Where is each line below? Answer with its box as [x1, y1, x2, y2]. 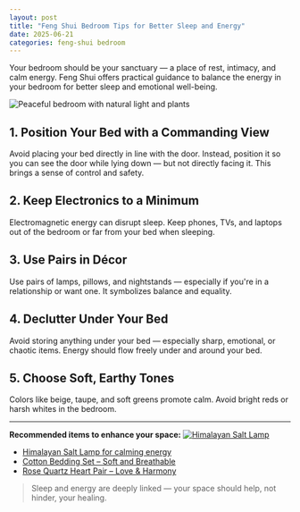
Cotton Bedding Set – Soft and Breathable [21, 457, 176, 467]
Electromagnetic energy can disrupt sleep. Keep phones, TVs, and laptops [9, 216, 283, 228]
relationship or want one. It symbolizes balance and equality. [9, 285, 232, 296]
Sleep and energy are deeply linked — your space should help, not [30, 483, 277, 494]
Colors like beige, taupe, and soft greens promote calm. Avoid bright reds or [9, 394, 288, 405]
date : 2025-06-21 [9, 29, 74, 38]
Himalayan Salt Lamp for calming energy [21, 447, 172, 457]
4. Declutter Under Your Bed [9, 312, 169, 327]
